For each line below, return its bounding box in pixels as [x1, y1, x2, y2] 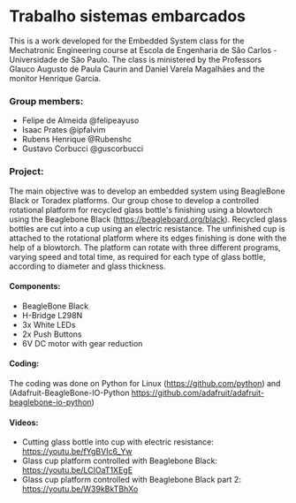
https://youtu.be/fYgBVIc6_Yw [21, 446, 133, 457]
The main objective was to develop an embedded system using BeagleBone [9, 186, 285, 196]
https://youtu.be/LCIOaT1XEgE [21, 465, 133, 476]
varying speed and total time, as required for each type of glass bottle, [9, 251, 266, 262]
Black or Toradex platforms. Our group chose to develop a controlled [9, 194, 259, 205]
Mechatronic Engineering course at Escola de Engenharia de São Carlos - [9, 44, 277, 55]
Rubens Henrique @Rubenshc [21, 134, 133, 145]
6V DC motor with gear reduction [21, 338, 143, 348]
